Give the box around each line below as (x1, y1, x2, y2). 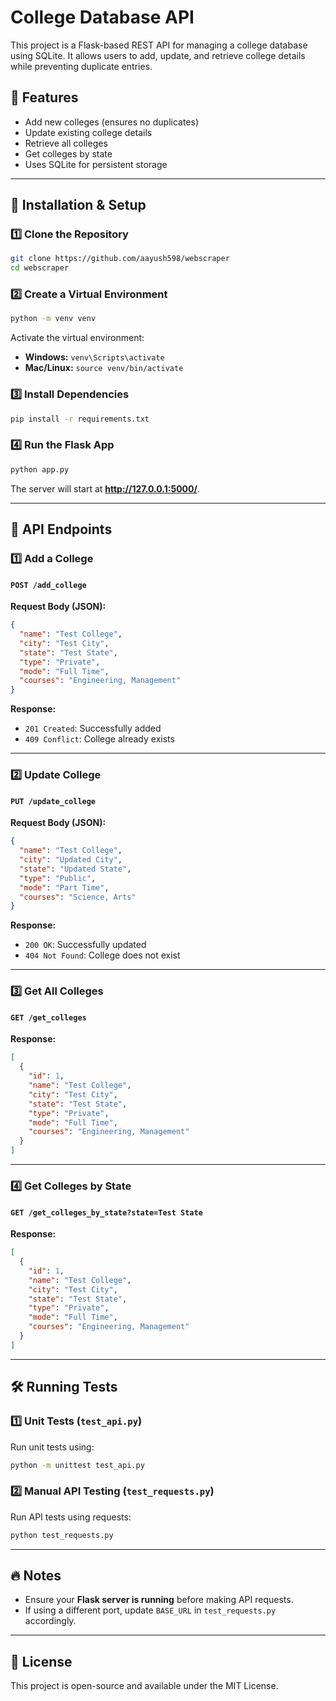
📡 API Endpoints (10, 521, 113, 538)
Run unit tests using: (10, 1441, 95, 1453)
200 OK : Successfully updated (24, 939, 147, 951)
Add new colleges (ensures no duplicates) (24, 116, 200, 128)
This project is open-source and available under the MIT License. (10, 1680, 279, 1692)
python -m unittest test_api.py (10, 1460, 145, 1470)
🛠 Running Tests (10, 1379, 118, 1396)
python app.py (10, 464, 70, 475)
